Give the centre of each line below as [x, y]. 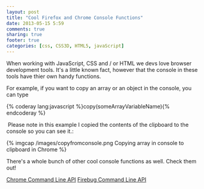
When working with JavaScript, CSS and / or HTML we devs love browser [99, 63]
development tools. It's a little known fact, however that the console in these [102, 70]
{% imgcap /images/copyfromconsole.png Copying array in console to [95, 143]
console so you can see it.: [40, 131]
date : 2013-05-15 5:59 [35, 23]
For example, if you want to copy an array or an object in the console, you [99, 88]
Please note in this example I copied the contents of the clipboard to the [98, 124]
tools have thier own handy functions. [54, 76]
